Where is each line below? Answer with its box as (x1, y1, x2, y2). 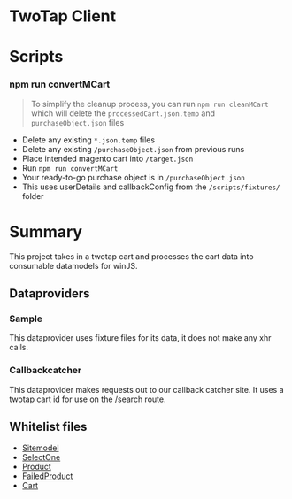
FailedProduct (21, 471, 73, 481)
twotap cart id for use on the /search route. (9, 394, 166, 404)
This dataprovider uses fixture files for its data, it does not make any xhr (9, 333, 272, 343)
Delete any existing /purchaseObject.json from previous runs (21, 143, 245, 154)
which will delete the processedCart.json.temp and (30, 108, 215, 119)
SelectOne (21, 452, 61, 463)
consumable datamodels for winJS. (9, 260, 139, 271)
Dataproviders (9, 286, 90, 301)
